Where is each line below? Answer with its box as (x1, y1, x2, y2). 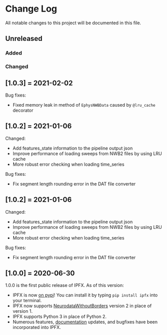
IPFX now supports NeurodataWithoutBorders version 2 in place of (12, 303, 152, 309)
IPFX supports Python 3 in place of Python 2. (12, 314, 107, 320)
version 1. (12, 308, 33, 314)
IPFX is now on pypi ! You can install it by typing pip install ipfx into (12, 292, 158, 298)
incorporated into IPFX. (12, 324, 61, 330)
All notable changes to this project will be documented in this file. (5, 20, 142, 26)
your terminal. (12, 298, 42, 304)
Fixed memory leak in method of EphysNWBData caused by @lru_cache (12, 102, 156, 108)
